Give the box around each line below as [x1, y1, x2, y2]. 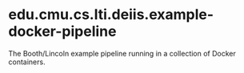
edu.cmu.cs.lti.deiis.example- [8, 6, 214, 24]
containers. [8, 57, 46, 67]
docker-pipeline [8, 22, 117, 40]
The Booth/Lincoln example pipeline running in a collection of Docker [8, 48, 236, 58]
